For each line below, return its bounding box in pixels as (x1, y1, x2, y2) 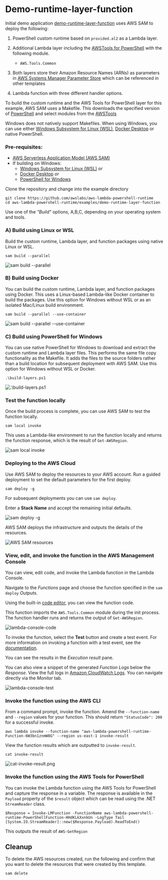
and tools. (5, 214, 26, 221)
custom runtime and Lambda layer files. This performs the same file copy (5, 350, 156, 356)
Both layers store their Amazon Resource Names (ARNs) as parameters (12, 69, 160, 76)
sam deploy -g (5, 486, 35, 491)
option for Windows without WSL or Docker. (5, 366, 96, 372)
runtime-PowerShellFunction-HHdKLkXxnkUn (5, 815, 93, 820)
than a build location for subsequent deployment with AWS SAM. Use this (5, 361, 157, 367)
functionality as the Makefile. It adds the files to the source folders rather (5, 355, 156, 361)
